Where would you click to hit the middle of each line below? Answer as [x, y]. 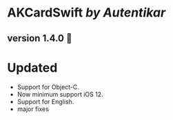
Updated [32, 68]
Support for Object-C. [48, 87]
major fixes [33, 109]
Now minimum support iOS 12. [60, 94]
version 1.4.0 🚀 [40, 38]
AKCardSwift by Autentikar [86, 13]
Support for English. [45, 101]
